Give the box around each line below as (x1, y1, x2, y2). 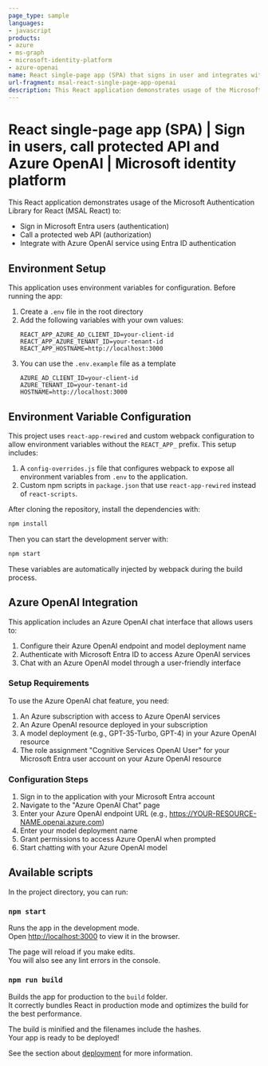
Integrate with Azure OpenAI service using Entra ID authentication (19, 239, 237, 248)
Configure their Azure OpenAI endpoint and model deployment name (19, 640, 246, 651)
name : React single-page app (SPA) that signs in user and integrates (8, 71, 248, 79)
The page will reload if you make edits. (8, 947, 136, 957)
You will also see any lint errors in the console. (8, 956, 161, 965)
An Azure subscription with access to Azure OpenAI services (19, 711, 221, 721)
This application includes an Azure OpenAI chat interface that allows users (8, 616, 254, 627)
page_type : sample (8, 11, 69, 20)
